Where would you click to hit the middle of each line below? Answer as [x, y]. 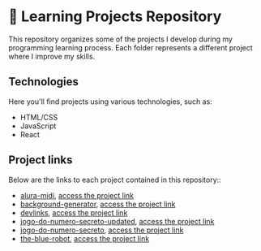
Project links [41, 160]
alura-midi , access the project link [77, 195]
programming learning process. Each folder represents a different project [130, 47]
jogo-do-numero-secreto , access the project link [102, 230]
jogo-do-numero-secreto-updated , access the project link [117, 221]
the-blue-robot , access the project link [85, 238]
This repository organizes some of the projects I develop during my [121, 39]
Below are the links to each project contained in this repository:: [115, 180]
